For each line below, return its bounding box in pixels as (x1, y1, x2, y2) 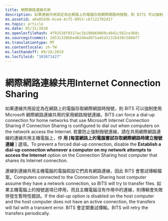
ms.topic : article (5, 21, 43, 27)
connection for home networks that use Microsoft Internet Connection (5, 118, 149, 124)
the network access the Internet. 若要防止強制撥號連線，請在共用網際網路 (5, 129, 156, 135)
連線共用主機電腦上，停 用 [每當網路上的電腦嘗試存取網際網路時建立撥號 (13, 135, 162, 141)
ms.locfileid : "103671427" (5, 54, 61, 59)
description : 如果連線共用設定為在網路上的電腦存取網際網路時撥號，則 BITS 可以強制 (5, 12, 163, 17)
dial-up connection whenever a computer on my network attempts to (5, 147, 151, 153)
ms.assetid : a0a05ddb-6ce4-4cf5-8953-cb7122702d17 (5, 17, 113, 22)
